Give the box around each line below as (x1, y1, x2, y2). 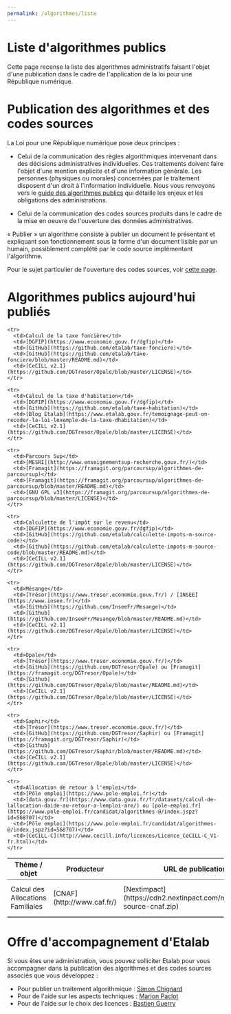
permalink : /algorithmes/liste (7, 10, 97, 17)
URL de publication (163, 865, 228, 874)
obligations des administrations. (16, 196, 108, 204)
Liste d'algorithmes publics (7, 39, 166, 55)
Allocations (10, 893, 47, 902)
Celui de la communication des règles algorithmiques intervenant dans (16, 152, 217, 160)
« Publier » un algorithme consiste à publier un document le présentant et (7, 230, 215, 238)
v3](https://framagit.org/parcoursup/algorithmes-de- (53, 489, 211, 496)
